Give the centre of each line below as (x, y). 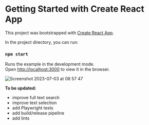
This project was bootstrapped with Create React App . (60, 33)
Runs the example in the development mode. (50, 64)
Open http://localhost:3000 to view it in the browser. (57, 70)
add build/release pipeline (38, 113)
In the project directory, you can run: (42, 42)
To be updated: (21, 88)
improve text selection (34, 103)
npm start (17, 54)
